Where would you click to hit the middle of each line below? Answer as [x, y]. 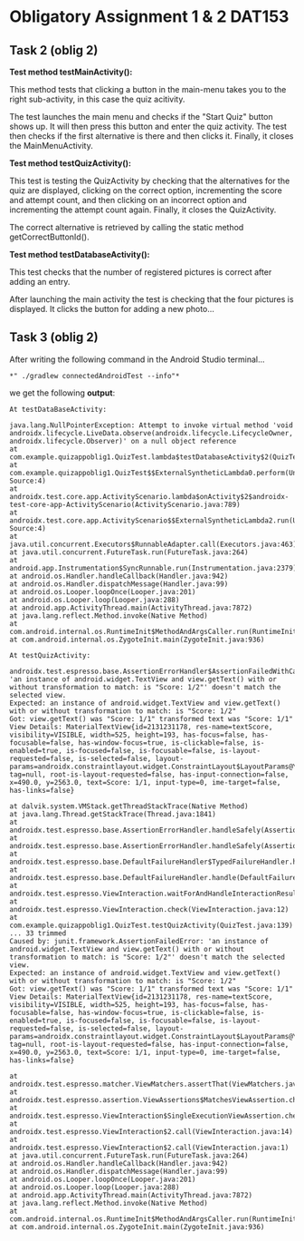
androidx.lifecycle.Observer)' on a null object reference [123, 441]
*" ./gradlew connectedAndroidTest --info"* [95, 376]
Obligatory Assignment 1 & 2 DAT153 [149, 17]
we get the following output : [62, 393]
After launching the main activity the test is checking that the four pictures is [152, 299]
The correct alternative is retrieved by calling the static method [127, 227]
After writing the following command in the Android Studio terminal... [137, 359]
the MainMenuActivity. [51, 146]
